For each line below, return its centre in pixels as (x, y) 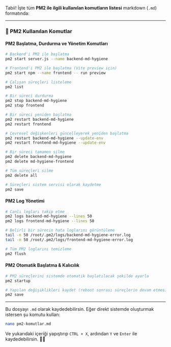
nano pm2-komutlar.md (28, 324)
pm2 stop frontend (25, 105)
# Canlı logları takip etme (35, 211)
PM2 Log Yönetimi (25, 201)
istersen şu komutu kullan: (33, 315)
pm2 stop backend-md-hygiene (36, 101)
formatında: (17, 13)
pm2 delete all (21, 175)
